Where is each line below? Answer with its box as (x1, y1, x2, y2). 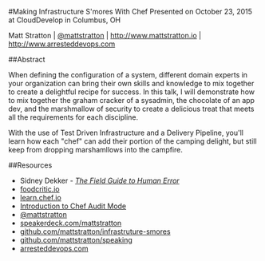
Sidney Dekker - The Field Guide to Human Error (19, 176, 180, 185)
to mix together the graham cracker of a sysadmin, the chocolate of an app (8, 96, 255, 105)
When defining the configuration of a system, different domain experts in (8, 70, 248, 79)
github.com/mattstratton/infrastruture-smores (19, 227, 171, 236)
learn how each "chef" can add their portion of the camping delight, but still (8, 136, 257, 146)
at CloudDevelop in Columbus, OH (8, 15, 121, 25)
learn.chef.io (19, 193, 61, 202)
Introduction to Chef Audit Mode (19, 201, 127, 211)
